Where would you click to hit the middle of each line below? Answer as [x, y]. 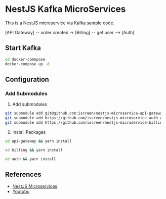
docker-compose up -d [27, 64]
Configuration [27, 79]
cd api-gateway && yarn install [38, 141]
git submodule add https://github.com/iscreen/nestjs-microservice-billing [85, 122]
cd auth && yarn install [31, 159]
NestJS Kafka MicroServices [65, 9]
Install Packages [29, 132]
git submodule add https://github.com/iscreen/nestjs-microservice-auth [82, 118]
